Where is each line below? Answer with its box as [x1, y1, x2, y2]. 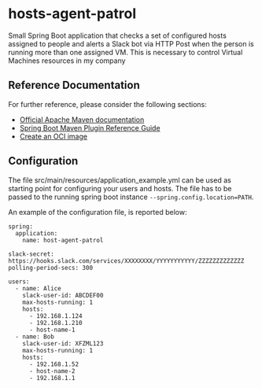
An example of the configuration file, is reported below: [8, 207, 187, 216]
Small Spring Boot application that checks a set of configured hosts [8, 31, 227, 40]
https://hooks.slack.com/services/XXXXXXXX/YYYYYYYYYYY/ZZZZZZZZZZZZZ [8, 257, 245, 264]
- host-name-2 [28, 367, 76, 375]
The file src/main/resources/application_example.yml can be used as [8, 175, 232, 185]
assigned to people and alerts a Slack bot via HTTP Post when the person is [8, 39, 254, 48]
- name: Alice [15, 284, 61, 292]
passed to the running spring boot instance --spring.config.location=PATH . [8, 192, 254, 201]
